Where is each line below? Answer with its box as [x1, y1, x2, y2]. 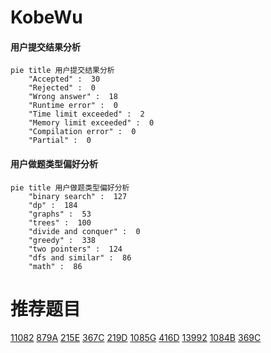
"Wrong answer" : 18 [28, 92, 118, 102]
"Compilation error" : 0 [28, 127, 137, 137]
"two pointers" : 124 [28, 244, 123, 254]
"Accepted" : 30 [28, 74, 101, 85]
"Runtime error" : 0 [28, 101, 118, 111]
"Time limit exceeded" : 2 [28, 109, 145, 120]
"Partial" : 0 [28, 136, 92, 146]
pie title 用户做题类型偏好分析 [10, 182, 130, 193]
